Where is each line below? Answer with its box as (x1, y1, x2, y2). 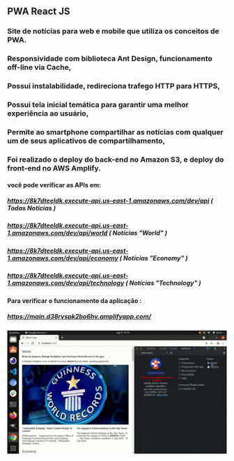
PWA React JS (7, 6, 71, 17)
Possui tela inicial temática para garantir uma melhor (7, 100, 189, 110)
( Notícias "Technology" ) (125, 279, 201, 288)
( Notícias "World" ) (109, 229, 168, 237)
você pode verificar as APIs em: (7, 180, 102, 189)
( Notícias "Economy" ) (119, 253, 188, 262)
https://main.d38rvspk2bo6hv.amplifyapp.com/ (7, 313, 152, 321)
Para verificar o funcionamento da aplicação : (7, 296, 142, 305)
